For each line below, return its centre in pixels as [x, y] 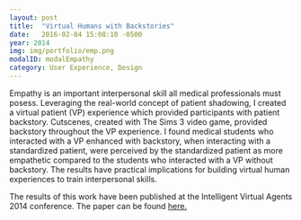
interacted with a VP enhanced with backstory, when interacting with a [140, 141]
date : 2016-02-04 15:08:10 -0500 [76, 34]
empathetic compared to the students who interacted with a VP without [142, 160]
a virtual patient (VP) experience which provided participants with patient [145, 112]
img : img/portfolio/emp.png [62, 51]
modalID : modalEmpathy [52, 59]
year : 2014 [30, 43]
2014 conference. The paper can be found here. [98, 206]
